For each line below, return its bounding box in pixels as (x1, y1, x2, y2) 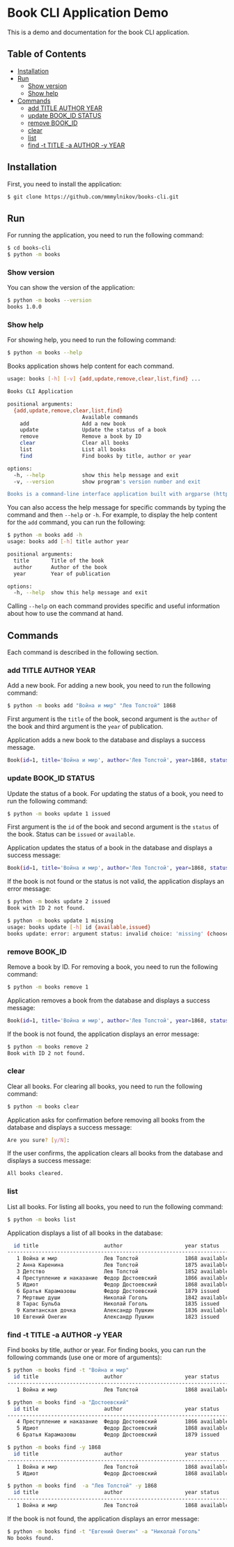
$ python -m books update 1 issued (7, 810, 111, 817)
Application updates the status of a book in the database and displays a (7, 843, 212, 852)
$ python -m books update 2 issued (7, 898, 111, 905)
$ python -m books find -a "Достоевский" (7, 1398, 130, 1406)
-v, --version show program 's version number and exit (13, 478, 201, 485)
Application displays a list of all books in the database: (7, 1229, 163, 1237)
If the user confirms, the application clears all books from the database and (7, 1149, 224, 1157)
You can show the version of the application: (7, 283, 135, 292)
